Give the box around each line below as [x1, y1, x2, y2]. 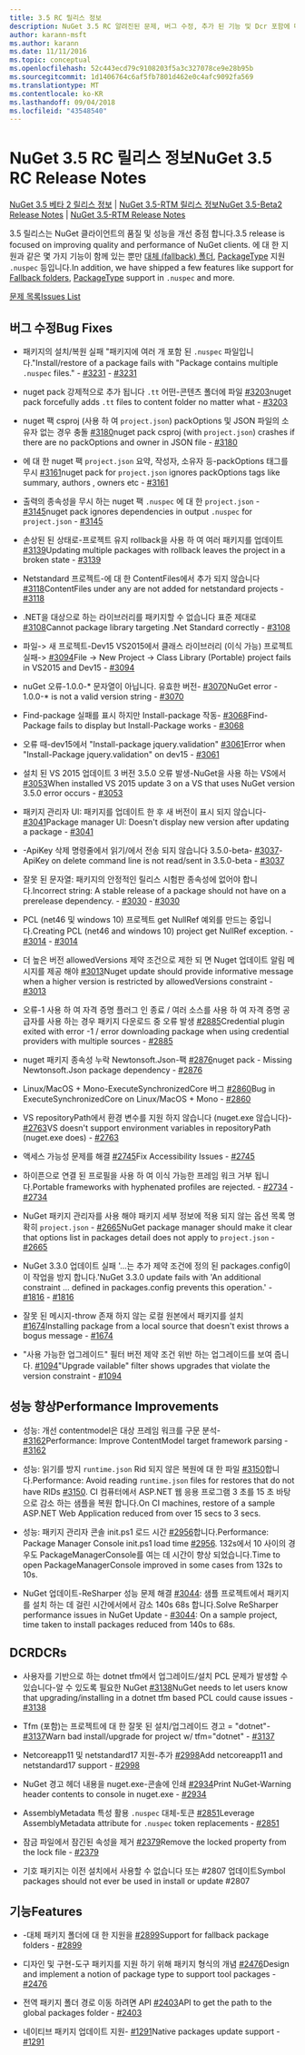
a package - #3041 [22, 826, 93, 836]
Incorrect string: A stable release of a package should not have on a [32, 885, 287, 895]
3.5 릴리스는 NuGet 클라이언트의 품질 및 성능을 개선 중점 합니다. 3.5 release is [9, 228, 286, 239]
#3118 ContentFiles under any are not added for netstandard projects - [22, 583, 284, 594]
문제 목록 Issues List [9, 291, 82, 302]
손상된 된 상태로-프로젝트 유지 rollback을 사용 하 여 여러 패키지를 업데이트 [22, 535, 284, 545]
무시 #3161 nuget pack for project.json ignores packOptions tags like [22, 467, 280, 478]
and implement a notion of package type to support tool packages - [22, 1969, 277, 1980]
